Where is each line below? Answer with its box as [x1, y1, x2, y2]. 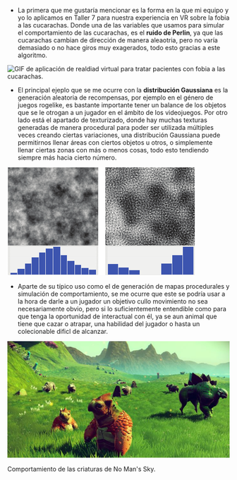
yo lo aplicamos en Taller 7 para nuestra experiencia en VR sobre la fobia [17, 13, 230, 22]
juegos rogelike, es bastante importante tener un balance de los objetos [17, 101, 227, 109]
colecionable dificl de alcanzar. [17, 328, 108, 335]
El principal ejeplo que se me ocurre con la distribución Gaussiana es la [17, 86, 229, 94]
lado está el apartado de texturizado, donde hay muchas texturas [17, 116, 208, 124]
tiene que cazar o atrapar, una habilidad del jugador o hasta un [17, 320, 200, 328]
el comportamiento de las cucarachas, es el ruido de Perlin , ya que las [17, 28, 224, 37]
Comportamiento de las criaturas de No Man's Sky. [7, 464, 156, 473]
